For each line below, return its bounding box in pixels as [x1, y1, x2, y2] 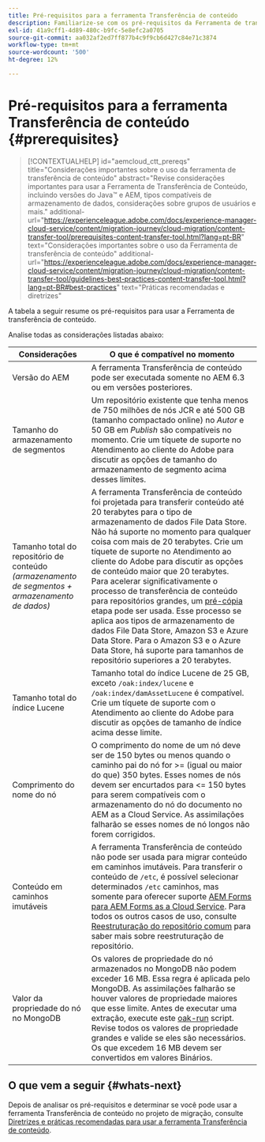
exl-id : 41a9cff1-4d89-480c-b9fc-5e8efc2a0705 [8, 26, 164, 34]
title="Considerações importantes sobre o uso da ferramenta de [27, 164, 237, 174]
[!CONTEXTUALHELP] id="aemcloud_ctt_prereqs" [27, 156, 191, 166]
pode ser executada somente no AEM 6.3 [91, 372, 245, 383]
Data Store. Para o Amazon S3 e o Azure [91, 634, 241, 645]
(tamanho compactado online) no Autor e [91, 414, 244, 425]
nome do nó [12, 788, 57, 800]
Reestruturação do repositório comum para [91, 921, 251, 932]
